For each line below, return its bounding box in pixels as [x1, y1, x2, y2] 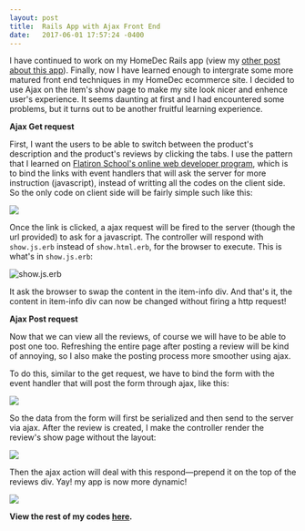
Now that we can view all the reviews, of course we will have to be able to [9, 332, 287, 342]
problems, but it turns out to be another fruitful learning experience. [9, 104, 263, 115]
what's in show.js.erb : [9, 251, 94, 262]
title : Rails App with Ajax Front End [9, 22, 161, 31]
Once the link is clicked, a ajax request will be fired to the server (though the [9, 222, 296, 233]
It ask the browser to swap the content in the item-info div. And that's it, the [9, 286, 293, 297]
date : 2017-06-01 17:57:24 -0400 [9, 30, 145, 39]
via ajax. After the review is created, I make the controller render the [9, 423, 264, 434]
